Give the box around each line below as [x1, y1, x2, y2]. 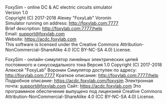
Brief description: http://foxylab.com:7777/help [5, 25, 103, 31]
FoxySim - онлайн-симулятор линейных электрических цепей [5, 56, 138, 62]
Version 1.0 [5, 9, 28, 15]
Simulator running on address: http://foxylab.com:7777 [5, 20, 119, 26]
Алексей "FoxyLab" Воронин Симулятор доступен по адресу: [5, 67, 137, 73]
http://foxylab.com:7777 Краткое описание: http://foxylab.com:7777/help [5, 72, 158, 78]
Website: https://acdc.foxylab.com [5, 36, 77, 42]
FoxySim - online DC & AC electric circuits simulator [5, 4, 113, 10]
